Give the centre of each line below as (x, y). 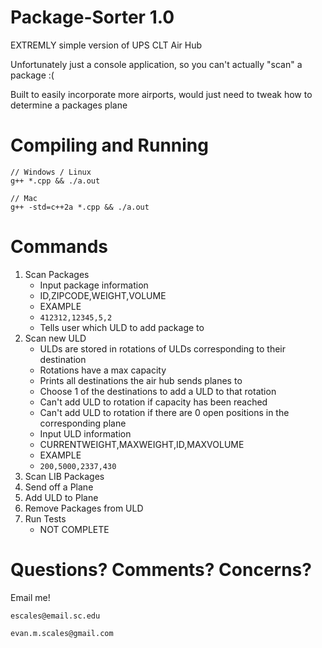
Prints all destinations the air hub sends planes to (141, 380)
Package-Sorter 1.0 (92, 17)
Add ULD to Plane (61, 497)
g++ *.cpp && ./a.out (55, 181)
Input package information (94, 285)
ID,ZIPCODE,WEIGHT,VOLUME (103, 295)
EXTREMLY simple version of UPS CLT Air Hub (106, 45)
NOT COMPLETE (74, 529)
